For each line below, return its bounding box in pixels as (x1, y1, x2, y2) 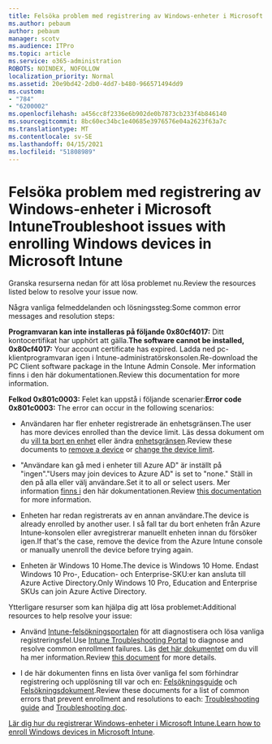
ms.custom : (8, 87, 45, 96)
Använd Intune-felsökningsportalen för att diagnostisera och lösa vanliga (19, 626, 265, 637)
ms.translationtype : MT (8, 125, 89, 133)
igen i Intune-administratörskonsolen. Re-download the (76, 353, 258, 363)
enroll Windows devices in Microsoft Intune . (8, 727, 156, 737)
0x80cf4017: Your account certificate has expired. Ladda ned (8, 344, 216, 354)
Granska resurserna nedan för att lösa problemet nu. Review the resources (8, 278, 257, 288)
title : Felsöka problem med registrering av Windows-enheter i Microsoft (8, 11, 264, 20)
